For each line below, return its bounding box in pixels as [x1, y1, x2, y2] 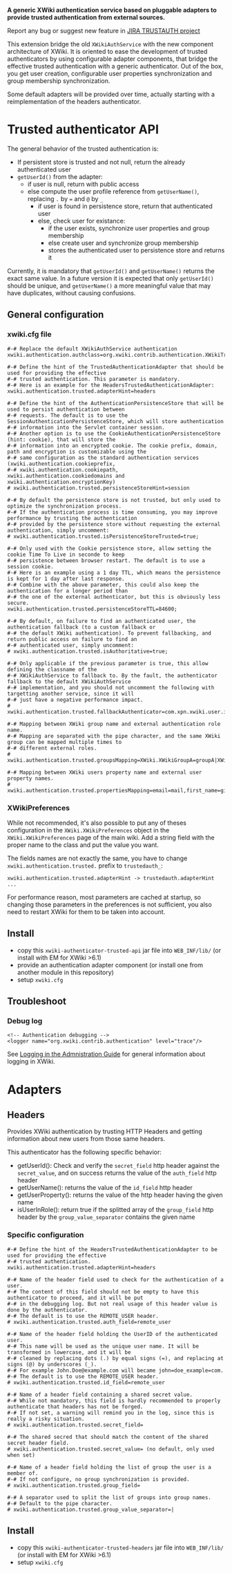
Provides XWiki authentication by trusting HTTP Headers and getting [7, 1127, 202, 1136]
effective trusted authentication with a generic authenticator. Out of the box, [7, 62, 224, 70]
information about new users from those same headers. [7, 1135, 166, 1143]
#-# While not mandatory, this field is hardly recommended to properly [7, 1397, 221, 1404]
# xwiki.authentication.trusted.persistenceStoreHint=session [7, 484, 190, 492]
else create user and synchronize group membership [48, 239, 199, 247]
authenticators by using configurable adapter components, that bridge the [7, 55, 218, 63]
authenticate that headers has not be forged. [7, 1403, 144, 1410]
